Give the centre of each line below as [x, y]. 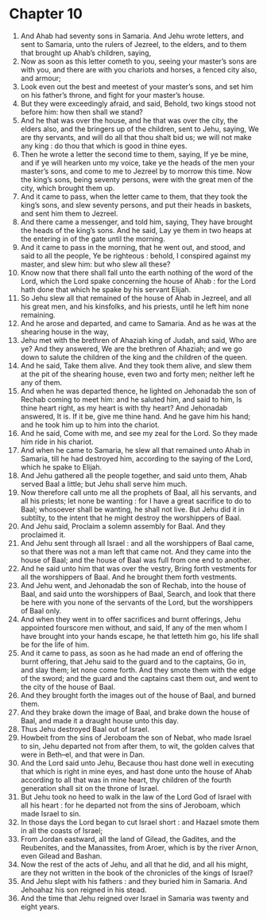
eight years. [40, 906]
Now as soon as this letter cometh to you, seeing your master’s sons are [139, 61]
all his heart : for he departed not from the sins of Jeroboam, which [130, 805]
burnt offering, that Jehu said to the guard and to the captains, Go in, [133, 661]
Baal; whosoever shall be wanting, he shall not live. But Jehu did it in [132, 509]
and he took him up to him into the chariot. [90, 424]
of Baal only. [41, 610]
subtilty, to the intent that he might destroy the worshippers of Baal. [131, 517]
